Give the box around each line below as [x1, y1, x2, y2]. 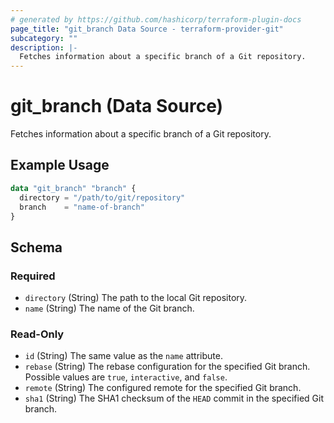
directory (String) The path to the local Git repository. [24, 292, 248, 304]
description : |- [10, 42, 78, 53]
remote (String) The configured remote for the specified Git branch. [24, 382, 302, 394]
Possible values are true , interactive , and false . [24, 371, 228, 383]
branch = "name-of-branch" [19, 202, 145, 212]
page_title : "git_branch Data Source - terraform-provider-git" [10, 24, 284, 34]
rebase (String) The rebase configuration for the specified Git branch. [24, 361, 311, 373]
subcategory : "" [10, 33, 78, 43]
